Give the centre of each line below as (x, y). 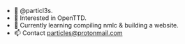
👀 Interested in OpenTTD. (50, 18)
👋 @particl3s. (33, 11)
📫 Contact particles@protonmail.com (68, 33)
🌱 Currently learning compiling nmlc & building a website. (96, 25)
